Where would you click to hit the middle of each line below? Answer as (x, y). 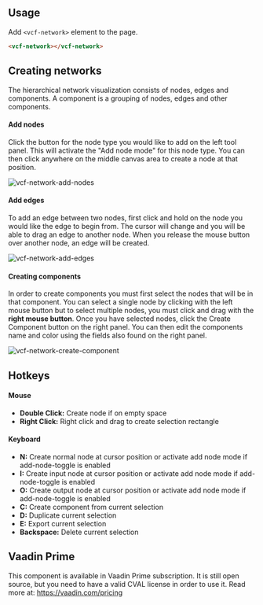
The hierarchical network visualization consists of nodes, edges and (119, 90)
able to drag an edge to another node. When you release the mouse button (129, 234)
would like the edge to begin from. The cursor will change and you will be (127, 226)
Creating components (44, 276)
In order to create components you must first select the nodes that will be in (131, 293)
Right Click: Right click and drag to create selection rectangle (119, 421)
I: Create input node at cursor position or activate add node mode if (128, 473)
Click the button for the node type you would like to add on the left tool (122, 142)
